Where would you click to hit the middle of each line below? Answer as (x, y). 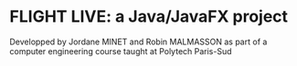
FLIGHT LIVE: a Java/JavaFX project (149, 17)
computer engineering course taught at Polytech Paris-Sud (121, 51)
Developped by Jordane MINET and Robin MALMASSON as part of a (138, 42)
